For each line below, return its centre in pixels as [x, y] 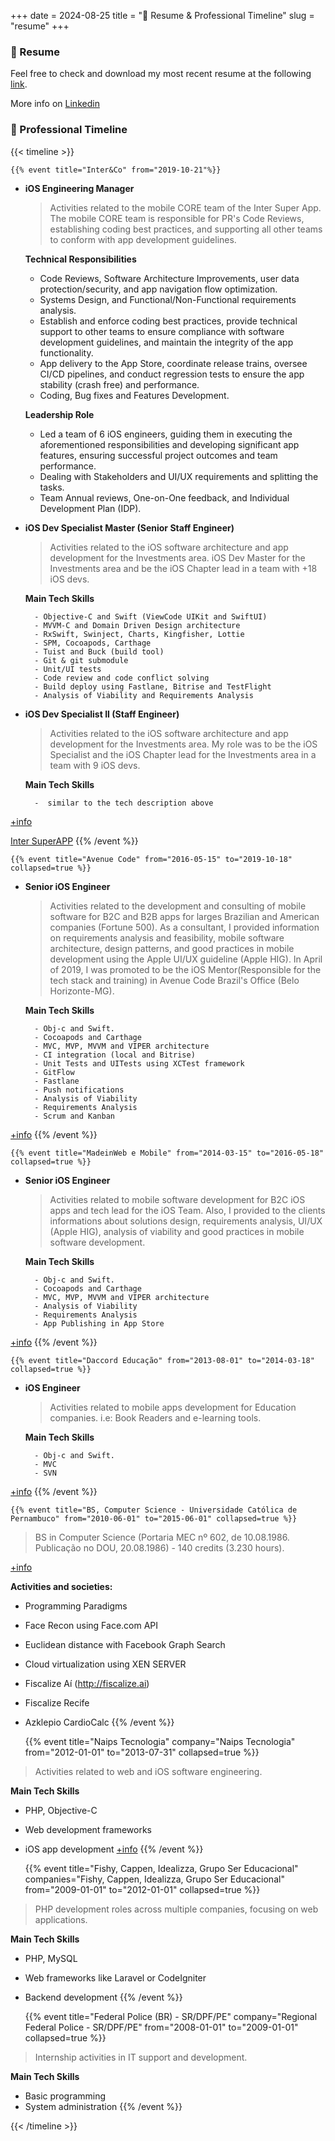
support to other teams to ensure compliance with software [162, 331]
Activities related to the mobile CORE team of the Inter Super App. [185, 207]
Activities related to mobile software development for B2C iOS [177, 1199]
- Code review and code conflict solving [122, 678]
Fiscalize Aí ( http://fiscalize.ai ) [87, 1683]
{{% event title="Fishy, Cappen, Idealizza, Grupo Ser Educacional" [161, 1868]
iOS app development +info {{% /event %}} [114, 1849]
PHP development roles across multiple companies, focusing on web [176, 1909]
